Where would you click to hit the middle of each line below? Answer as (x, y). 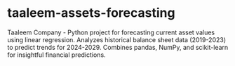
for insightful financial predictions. (57, 55)
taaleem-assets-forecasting (91, 13)
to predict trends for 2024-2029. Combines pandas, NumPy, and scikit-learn (118, 47)
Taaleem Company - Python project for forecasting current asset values (111, 32)
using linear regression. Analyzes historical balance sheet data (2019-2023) (117, 39)
